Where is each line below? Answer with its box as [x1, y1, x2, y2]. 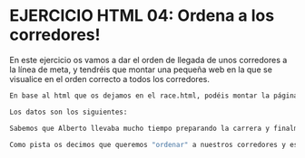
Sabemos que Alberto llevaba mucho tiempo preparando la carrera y [9, 124, 271, 133]
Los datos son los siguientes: [9, 107, 128, 116]
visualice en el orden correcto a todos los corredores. [9, 73, 211, 84]
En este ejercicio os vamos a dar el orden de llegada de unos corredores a [9, 54, 288, 65]
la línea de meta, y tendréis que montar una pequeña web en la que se [9, 64, 272, 75]
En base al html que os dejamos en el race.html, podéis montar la [9, 91, 271, 100]
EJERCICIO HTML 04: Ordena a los [9, 5, 275, 26]
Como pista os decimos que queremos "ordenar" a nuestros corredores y [9, 140, 286, 149]
